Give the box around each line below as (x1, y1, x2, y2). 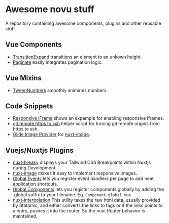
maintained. (12, 213, 38, 219)
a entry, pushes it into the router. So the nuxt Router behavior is (12, 208, 146, 214)
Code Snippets (5, 102, 53, 110)
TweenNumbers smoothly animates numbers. (12, 87, 108, 93)
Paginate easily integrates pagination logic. (12, 59, 103, 65)
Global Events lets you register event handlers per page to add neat (12, 175, 154, 182)
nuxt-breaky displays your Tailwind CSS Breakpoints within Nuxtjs (12, 159, 151, 165)
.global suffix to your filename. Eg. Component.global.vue (12, 192, 131, 198)
